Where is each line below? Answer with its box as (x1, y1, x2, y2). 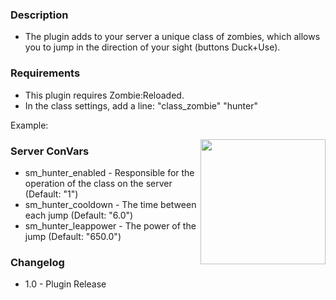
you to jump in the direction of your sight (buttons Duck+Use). (24, 41, 281, 53)
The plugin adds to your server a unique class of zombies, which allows (24, 31, 321, 43)
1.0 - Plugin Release (24, 278, 107, 290)
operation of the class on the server (24, 177, 173, 189)
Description (10, 8, 69, 22)
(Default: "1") (24, 188, 79, 200)
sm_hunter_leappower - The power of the (24, 219, 197, 232)
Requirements (10, 66, 81, 80)
